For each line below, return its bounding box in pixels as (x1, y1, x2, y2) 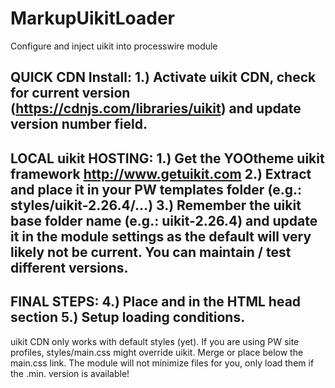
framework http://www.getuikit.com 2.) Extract (10, 165, 312, 182)
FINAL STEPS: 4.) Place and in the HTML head (10, 293, 302, 311)
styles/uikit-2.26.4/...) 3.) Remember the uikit (10, 197, 302, 214)
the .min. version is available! (10, 367, 130, 379)
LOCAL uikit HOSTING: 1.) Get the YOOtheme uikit (10, 150, 325, 167)
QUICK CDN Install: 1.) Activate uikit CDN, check (10, 69, 317, 86)
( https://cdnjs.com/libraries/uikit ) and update (10, 100, 302, 117)
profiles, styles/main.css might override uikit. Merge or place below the (10, 346, 304, 358)
